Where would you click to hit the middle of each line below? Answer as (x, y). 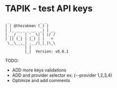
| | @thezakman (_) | (27, 26)
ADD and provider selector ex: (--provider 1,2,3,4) (62, 75)
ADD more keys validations (39, 70)
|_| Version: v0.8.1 (47, 51)
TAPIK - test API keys (49, 9)
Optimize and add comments (41, 80)
